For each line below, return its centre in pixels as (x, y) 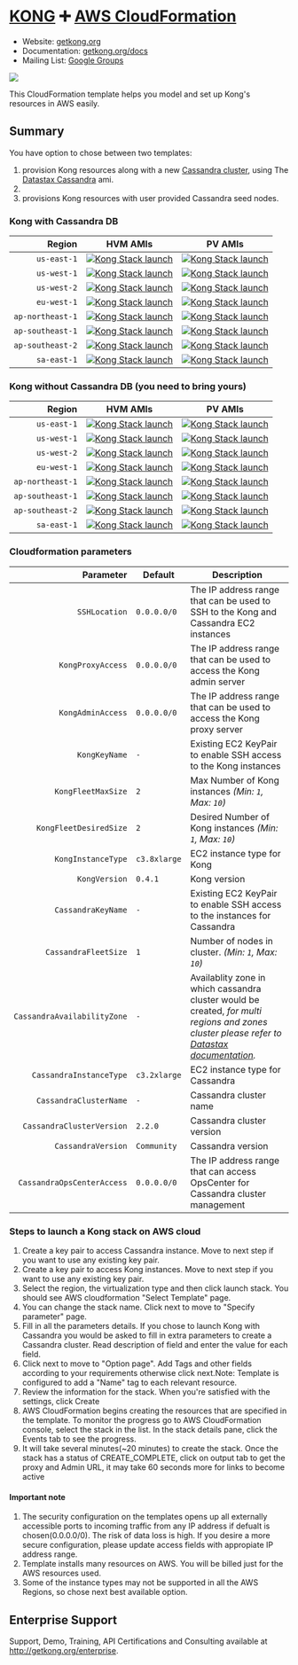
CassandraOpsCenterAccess (73, 1182)
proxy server (217, 729)
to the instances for (231, 915)
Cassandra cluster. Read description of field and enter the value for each (155, 1344)
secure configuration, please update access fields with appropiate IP (147, 1545)
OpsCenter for (220, 1183)
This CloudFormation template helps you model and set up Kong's (130, 94)
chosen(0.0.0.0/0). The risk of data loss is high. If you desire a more (146, 1536)
